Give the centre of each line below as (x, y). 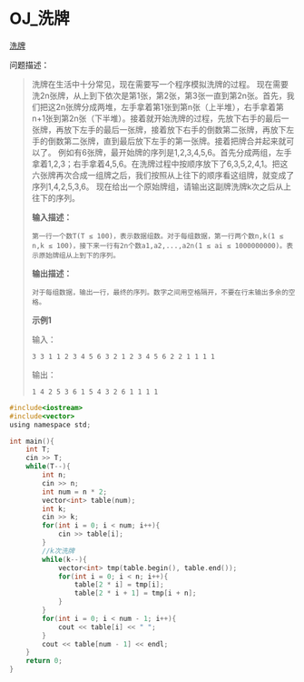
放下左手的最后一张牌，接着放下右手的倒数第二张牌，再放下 (175, 129)
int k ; (54, 509)
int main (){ (32, 441)
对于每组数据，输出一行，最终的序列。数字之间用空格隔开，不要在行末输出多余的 (160, 292)
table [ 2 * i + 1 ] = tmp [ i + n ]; (135, 593)
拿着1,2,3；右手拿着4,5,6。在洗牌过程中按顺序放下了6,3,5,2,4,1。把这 (160, 164)
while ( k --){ (65, 559)
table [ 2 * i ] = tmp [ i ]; (119, 585)
